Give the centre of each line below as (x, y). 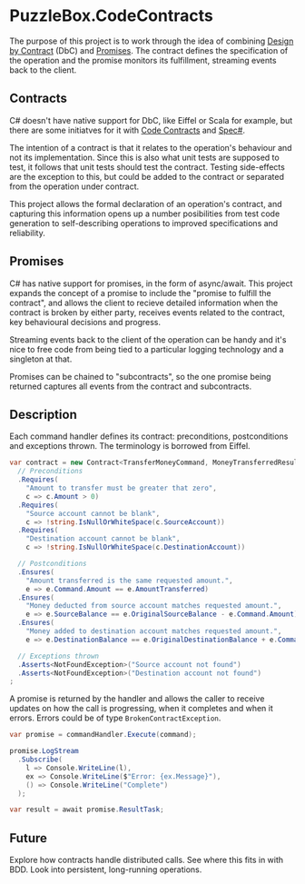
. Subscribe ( (40, 760)
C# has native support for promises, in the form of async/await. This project (151, 283)
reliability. (27, 233)
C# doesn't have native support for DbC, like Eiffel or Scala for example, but (151, 120)
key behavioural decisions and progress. (85, 322)
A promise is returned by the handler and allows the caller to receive (137, 699)
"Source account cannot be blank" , (93, 513)
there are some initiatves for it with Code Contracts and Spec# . (128, 130)
